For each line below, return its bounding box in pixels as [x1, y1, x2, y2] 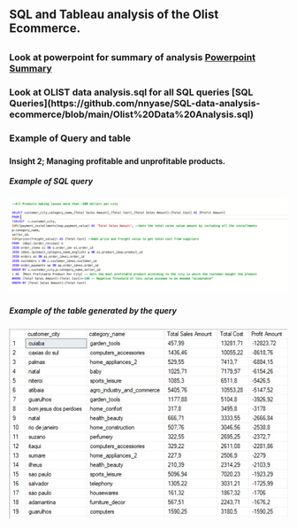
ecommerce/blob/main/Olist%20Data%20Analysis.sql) [9, 108, 255, 120]
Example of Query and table [9, 132, 131, 144]
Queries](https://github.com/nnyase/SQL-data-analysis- [9, 97, 261, 109]
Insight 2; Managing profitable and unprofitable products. [9, 155, 225, 167]
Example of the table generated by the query [9, 306, 177, 316]
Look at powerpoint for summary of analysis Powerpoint [9, 50, 256, 63]
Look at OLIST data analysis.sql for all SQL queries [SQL [9, 86, 254, 98]
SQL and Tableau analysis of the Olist [9, 7, 219, 22]
